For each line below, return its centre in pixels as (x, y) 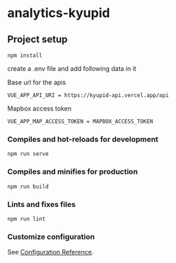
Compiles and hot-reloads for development (83, 139)
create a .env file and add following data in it (72, 68)
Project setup (38, 39)
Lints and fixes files (42, 204)
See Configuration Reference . (51, 252)
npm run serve (28, 154)
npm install (25, 55)
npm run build (28, 186)
